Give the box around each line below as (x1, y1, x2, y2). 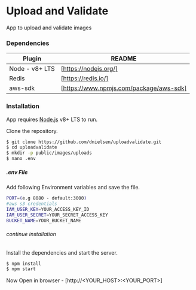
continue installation (6, 230, 57, 237)
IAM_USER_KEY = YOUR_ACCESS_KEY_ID (6, 206, 90, 212)
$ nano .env (6, 156, 36, 162)
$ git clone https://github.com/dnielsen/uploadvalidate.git (6, 139, 162, 145)
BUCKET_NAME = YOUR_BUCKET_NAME (6, 217, 82, 223)
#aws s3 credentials (6, 201, 58, 207)
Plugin (23, 55, 42, 63)
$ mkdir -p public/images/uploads (6, 150, 93, 156)
